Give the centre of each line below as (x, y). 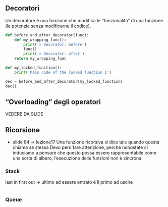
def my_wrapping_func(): (40, 40)
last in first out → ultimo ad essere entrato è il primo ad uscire (69, 182)
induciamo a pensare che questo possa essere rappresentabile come (84, 153)
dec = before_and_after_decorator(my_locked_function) (64, 81)
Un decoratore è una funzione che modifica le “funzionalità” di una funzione (84, 20)
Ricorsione (23, 130)
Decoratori (22, 8)
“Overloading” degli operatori (53, 102)
